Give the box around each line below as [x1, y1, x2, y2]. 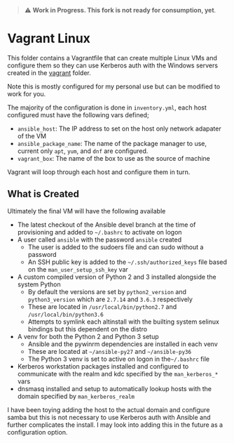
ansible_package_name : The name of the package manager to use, [17, 139, 207, 147]
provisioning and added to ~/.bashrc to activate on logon [17, 227, 182, 236]
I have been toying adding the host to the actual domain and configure [7, 405, 210, 414]
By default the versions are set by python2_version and [27, 287, 187, 296]
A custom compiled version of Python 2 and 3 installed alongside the [17, 272, 216, 281]
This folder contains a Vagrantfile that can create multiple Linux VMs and [7, 53, 217, 62]
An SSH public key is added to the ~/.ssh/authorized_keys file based [27, 258, 228, 266]
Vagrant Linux [7, 31, 91, 46]
